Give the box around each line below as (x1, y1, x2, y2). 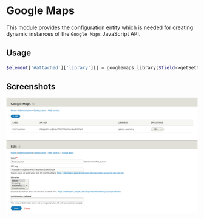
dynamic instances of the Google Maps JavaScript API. (6, 30, 141, 37)
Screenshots (6, 81, 56, 92)
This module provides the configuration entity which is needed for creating (6, 24, 194, 31)
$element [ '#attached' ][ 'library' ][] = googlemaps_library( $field (6, 64, 175, 70)
